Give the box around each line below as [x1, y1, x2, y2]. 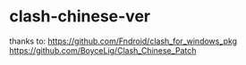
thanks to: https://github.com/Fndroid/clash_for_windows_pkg [9, 36, 238, 46]
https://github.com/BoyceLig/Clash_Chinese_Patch [9, 45, 197, 55]
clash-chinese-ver [9, 6, 150, 27]
